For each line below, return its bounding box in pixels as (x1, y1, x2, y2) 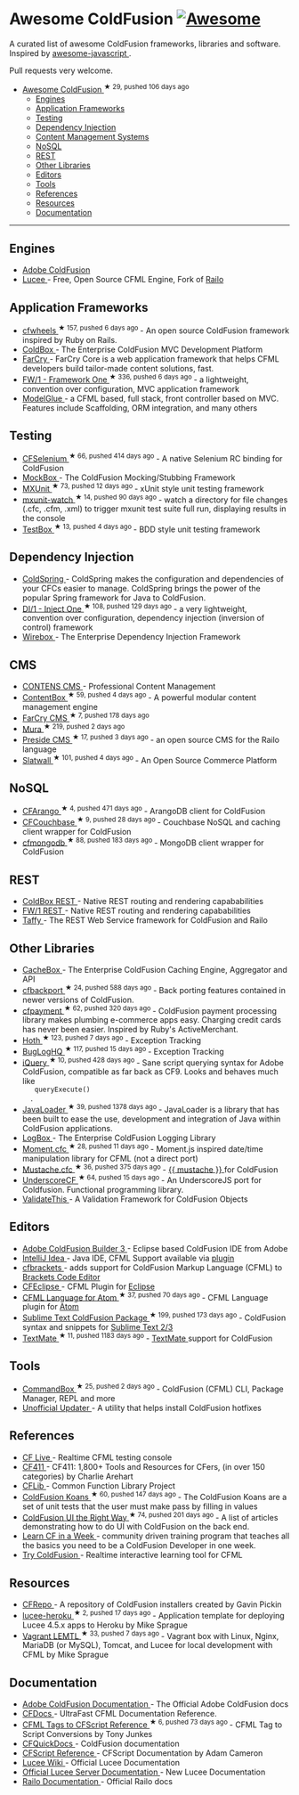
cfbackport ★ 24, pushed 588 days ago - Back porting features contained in (21, 983, 287, 995)
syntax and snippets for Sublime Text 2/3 (21, 1321, 174, 1332)
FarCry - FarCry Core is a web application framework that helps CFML (21, 353, 280, 364)
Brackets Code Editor (21, 1271, 101, 1282)
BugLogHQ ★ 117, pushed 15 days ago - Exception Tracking (21, 1044, 224, 1057)
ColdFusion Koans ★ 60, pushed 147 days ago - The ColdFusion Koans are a (21, 1489, 287, 1502)
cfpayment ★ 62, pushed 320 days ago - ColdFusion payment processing (21, 1003, 278, 1016)
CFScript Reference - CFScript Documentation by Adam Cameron (21, 1747, 263, 1758)
